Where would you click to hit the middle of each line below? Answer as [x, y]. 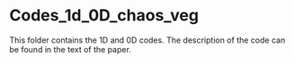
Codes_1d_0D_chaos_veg [104, 16]
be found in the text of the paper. [71, 49]
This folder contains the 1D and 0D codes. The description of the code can [147, 40]
